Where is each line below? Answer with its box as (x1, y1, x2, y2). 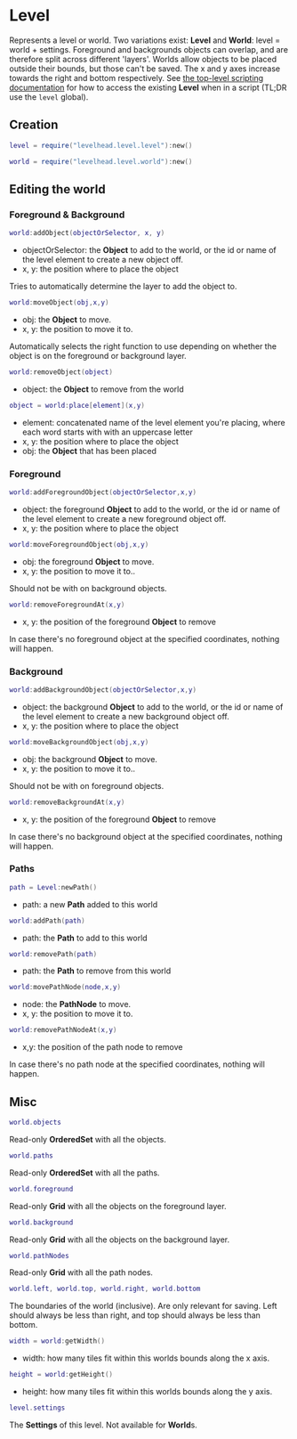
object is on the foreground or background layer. (9, 350, 187, 361)
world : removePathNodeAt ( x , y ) (9, 1026, 117, 1035)
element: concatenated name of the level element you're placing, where (21, 417, 286, 427)
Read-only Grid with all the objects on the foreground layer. (9, 1200, 227, 1211)
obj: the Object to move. (21, 313, 112, 325)
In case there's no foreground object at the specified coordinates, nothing (9, 633, 280, 644)
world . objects (9, 1118, 62, 1127)
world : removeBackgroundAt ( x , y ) (9, 798, 125, 807)
